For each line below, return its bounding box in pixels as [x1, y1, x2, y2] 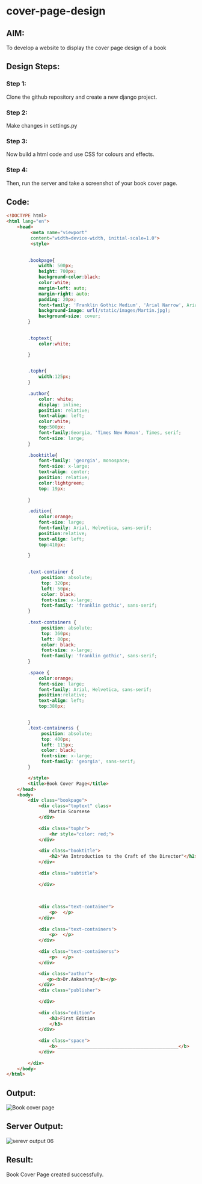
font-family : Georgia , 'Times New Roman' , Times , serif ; [38, 430, 182, 436]
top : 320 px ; [41, 580, 71, 586]
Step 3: [6, 137, 28, 145]
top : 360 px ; [41, 630, 71, 636]
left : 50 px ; [41, 586, 71, 592]
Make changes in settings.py [6, 122, 78, 129]
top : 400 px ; [41, 736, 71, 742]
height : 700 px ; [38, 268, 77, 274]
